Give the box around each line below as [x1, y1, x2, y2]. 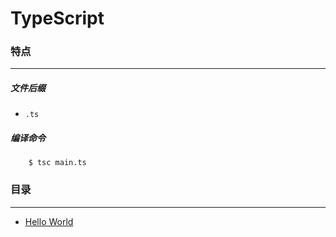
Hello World [24, 215, 74, 227]
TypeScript [10, 7, 105, 30]
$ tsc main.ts [28, 158, 87, 168]
